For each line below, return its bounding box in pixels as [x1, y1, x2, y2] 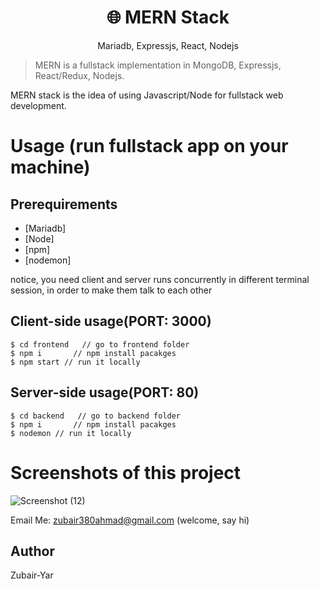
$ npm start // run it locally [10, 357, 141, 367]
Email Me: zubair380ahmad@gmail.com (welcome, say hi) [10, 514, 250, 526]
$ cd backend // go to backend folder [10, 411, 182, 421]
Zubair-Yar [10, 569, 54, 581]
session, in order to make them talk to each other [10, 284, 213, 296]
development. [10, 99, 67, 111]
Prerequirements [10, 196, 118, 213]
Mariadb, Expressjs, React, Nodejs [97, 39, 239, 51]
